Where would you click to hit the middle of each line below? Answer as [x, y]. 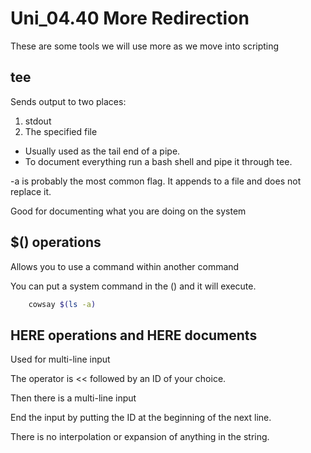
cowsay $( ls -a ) [62, 304]
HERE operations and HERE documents [134, 335]
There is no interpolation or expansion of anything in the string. [140, 437]
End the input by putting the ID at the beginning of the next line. [141, 418]
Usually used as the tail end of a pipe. [102, 151]
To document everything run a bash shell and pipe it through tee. [158, 161]
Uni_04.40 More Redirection [130, 18]
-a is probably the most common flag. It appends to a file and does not [156, 181]
